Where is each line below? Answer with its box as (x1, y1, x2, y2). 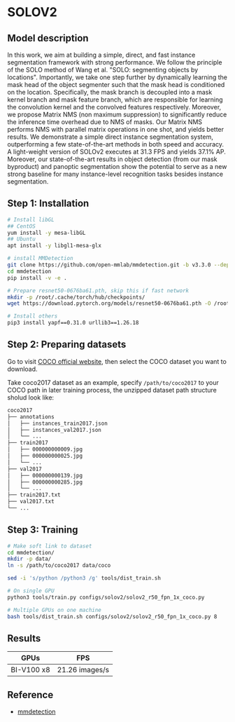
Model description (7, 32, 89, 44)
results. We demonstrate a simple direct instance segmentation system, (7, 132, 213, 141)
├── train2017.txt (7, 491, 61, 498)
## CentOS (7, 222, 36, 230)
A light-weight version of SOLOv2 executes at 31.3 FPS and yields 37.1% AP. (7, 148, 226, 156)
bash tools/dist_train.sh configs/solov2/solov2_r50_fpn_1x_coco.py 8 (7, 613, 218, 620)
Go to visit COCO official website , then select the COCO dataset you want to (7, 357, 227, 365)
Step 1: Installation (7, 198, 90, 210)
